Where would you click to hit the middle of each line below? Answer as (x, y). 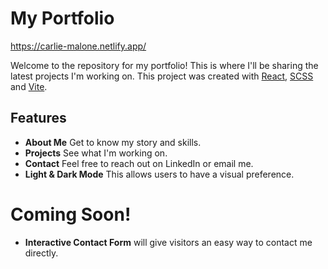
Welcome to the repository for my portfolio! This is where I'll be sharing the (164, 65)
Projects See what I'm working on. (96, 153)
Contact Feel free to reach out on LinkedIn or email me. (139, 163)
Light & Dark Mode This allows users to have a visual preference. (159, 174)
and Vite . (29, 86)
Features (38, 118)
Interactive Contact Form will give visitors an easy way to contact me (168, 242)
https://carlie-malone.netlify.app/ (78, 46)
